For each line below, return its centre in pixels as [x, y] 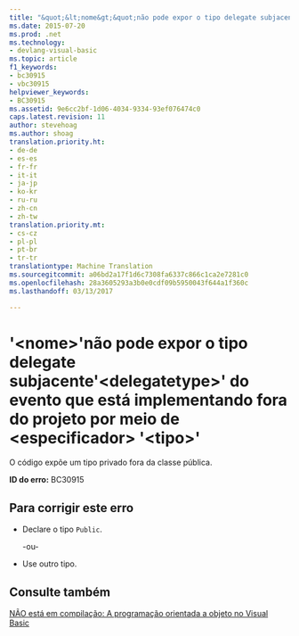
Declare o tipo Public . [62, 529]
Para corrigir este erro [72, 508]
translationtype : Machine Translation [81, 267]
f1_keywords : [33, 68]
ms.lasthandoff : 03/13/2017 [61, 291]
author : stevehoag [43, 126]
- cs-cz [24, 233]
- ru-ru [24, 200]
